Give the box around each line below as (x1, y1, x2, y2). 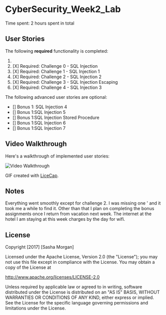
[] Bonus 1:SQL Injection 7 (12, 125, 66, 131)
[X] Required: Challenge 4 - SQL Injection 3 (12, 84, 102, 90)
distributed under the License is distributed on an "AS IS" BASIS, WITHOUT (5, 289, 160, 295)
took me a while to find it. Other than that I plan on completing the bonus (5, 206, 154, 212)
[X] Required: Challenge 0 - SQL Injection (12, 63, 98, 69)
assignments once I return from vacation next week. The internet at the (5, 211, 151, 217)
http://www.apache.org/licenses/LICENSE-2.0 (5, 274, 100, 280)
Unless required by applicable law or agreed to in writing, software (5, 284, 142, 290)
